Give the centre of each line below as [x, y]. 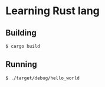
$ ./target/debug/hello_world [43, 78]
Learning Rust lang [52, 11]
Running [22, 64]
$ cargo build [23, 46]
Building [21, 33]
